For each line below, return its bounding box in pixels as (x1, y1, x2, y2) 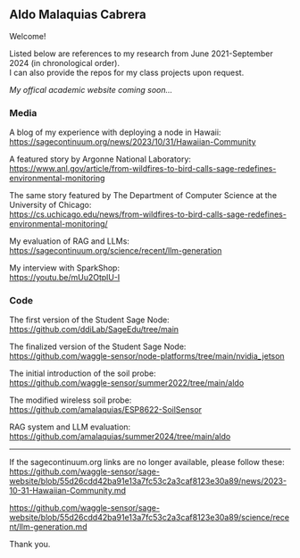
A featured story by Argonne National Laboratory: (9, 154, 192, 164)
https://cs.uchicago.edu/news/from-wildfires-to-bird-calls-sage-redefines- (9, 209, 287, 220)
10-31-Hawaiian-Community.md (9, 486, 127, 496)
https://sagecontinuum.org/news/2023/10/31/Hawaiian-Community (9, 137, 256, 147)
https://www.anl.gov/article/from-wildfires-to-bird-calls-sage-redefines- (9, 163, 277, 174)
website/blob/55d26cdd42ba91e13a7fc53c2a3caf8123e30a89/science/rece (9, 512, 290, 523)
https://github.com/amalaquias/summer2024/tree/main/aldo (9, 431, 231, 442)
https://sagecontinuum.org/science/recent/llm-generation (9, 246, 222, 256)
